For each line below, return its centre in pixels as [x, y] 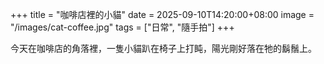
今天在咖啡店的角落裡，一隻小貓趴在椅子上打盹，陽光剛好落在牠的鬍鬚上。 [163, 48]
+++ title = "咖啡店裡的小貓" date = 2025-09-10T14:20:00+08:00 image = [162, 14]
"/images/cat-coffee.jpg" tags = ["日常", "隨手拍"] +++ [122, 27]
